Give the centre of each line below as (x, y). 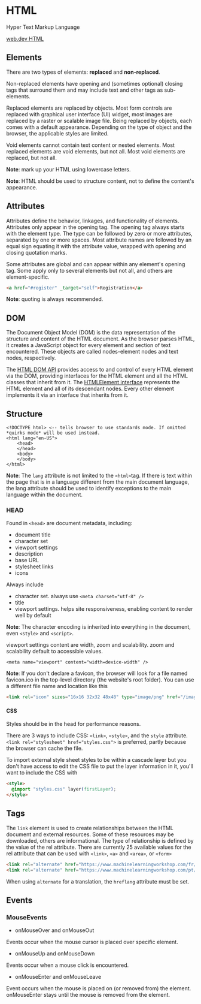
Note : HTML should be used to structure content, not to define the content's (100, 181)
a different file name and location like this (57, 686)
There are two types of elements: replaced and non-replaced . (83, 72)
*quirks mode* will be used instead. (53, 433)
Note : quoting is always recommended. (55, 299)
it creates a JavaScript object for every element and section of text (89, 345)
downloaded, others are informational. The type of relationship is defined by (100, 840)
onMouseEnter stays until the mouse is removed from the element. (88, 995)
